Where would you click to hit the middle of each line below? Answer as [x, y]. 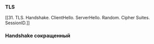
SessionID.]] [18, 23]
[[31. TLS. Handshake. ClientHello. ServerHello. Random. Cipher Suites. [77, 18]
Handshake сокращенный [38, 36]
